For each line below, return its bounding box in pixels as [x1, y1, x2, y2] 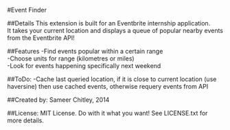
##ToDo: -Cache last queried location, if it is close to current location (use [7, 75, 217, 83]
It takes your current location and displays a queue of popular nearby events [7, 27, 224, 34]
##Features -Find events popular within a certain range [7, 47, 163, 55]
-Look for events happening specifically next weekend [7, 62, 161, 69]
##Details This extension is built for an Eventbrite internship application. [7, 19, 211, 27]
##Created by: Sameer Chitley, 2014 [7, 96, 110, 104]
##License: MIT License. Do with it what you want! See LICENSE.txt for [7, 109, 208, 117]
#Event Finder [7, 6, 47, 14]
